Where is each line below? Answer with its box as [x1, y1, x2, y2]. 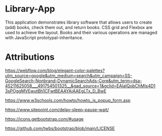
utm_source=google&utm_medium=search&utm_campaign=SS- [5, 72, 132, 78]
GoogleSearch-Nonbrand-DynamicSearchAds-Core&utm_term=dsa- [5, 78, 142, 83]
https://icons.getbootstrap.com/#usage [5, 116, 84, 122]
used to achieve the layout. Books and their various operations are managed [5, 29, 158, 35]
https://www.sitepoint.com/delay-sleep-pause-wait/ [5, 107, 109, 112]
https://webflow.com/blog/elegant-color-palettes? [5, 68, 105, 73]
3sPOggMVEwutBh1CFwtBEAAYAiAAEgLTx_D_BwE [5, 88, 107, 94]
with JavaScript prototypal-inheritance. [5, 35, 83, 41]
